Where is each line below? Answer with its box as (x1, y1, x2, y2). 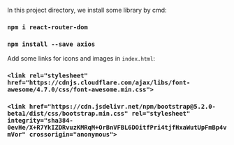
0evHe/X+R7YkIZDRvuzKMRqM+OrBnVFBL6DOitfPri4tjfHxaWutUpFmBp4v (7, 123, 227, 132)
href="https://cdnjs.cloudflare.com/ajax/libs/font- (7, 79, 191, 86)
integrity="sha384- (7, 116, 73, 125)
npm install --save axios (7, 40, 96, 48)
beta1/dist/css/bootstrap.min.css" (7, 109, 129, 118)
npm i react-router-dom (7, 23, 89, 31)
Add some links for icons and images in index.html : (7, 54, 156, 63)
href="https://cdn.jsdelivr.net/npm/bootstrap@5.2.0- (29, 102, 217, 111)
